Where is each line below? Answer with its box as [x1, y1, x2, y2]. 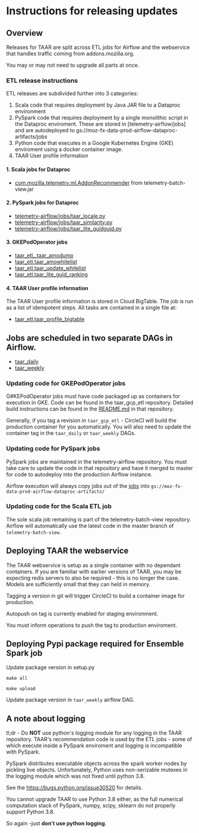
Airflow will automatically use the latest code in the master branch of [6, 522, 174, 529]
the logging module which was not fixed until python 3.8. [6, 773, 145, 780]
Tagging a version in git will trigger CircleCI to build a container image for [6, 592, 185, 599]
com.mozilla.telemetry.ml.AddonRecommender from [14, 179, 143, 186]
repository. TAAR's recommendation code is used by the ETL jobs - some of [6, 736, 192, 743]
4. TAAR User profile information [6, 284, 89, 291]
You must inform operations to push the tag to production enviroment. [6, 621, 177, 629]
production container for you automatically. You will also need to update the [6, 423, 191, 430]
